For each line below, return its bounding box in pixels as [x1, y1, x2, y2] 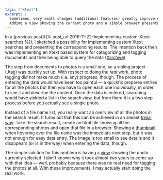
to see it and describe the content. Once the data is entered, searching [5, 90, 147, 96]
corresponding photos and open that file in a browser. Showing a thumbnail [5, 125, 156, 131]
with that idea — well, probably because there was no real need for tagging [5, 160, 156, 166]
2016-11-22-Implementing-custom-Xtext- [69, 34, 152, 40]
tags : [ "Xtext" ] [5, 7, 38, 12]
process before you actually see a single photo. [5, 100, 100, 106]
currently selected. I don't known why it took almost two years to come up [5, 155, 153, 161]
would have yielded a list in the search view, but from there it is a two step [5, 95, 153, 101]
